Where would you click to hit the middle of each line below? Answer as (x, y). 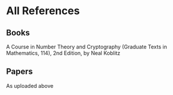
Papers (20, 72)
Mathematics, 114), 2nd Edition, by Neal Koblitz (63, 53)
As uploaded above (30, 86)
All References (43, 11)
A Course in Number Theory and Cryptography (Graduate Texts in (86, 47)
